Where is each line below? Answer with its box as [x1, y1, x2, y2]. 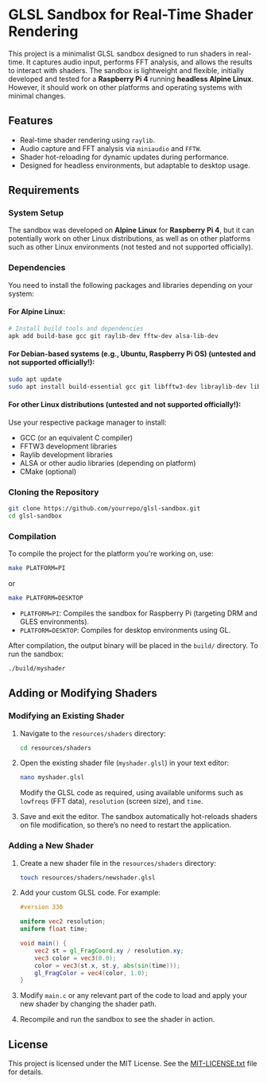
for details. [8, 1067, 44, 1077]
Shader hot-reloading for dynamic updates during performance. [19, 152, 229, 161]
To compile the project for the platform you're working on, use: [8, 549, 214, 558]
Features [8, 114, 53, 128]
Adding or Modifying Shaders [8, 686, 157, 701]
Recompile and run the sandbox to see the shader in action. [19, 1015, 215, 1024]
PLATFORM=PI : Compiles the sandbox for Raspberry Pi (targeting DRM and [19, 608, 258, 618]
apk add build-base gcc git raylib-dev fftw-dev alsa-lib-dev [8, 332, 219, 340]
